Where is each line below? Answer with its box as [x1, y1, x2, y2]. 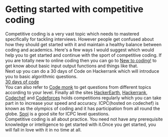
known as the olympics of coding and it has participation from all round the [5, 105, 160, 111]
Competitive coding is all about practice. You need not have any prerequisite [5, 116, 163, 122]
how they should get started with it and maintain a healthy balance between [5, 41, 162, 47]
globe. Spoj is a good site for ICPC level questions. [5, 110, 110, 116]
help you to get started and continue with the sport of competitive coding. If [5, 52, 162, 58]
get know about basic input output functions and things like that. [5, 63, 138, 69]
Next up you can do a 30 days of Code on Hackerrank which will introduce [5, 68, 159, 74]
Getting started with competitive [5, 4, 144, 15]
